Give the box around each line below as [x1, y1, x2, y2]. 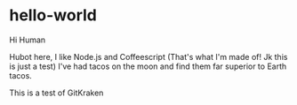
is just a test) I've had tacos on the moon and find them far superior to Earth [9, 61, 287, 71]
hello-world [9, 5, 98, 26]
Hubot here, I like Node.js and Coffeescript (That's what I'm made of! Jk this [9, 51, 288, 62]
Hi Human [9, 34, 46, 45]
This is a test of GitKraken [9, 87, 104, 98]
